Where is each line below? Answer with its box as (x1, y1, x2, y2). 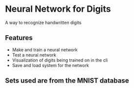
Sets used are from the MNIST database (5, 77, 129, 85)
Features (5, 34, 33, 42)
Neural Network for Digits (5, 3, 111, 15)
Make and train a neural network (12, 46, 78, 52)
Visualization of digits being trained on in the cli (12, 57, 108, 63)
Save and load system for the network (12, 62, 89, 68)
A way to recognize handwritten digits (5, 20, 82, 25)
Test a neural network (12, 52, 56, 58)
